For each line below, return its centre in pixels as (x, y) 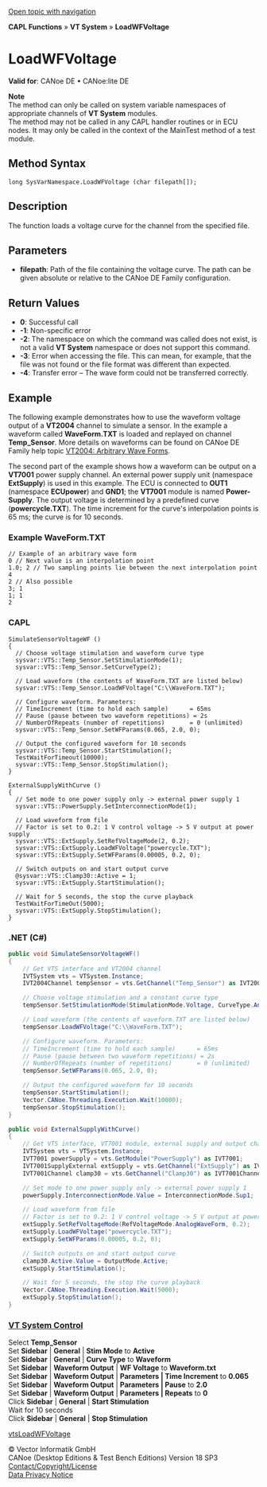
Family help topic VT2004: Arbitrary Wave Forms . (89, 451)
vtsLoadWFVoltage (40, 1434)
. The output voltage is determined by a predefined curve (126, 500)
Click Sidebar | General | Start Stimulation (79, 1402)
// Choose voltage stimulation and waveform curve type (110, 653)
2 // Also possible (41, 582)
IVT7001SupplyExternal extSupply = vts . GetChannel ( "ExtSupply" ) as (136, 1166)
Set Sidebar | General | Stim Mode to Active (81, 1351)
